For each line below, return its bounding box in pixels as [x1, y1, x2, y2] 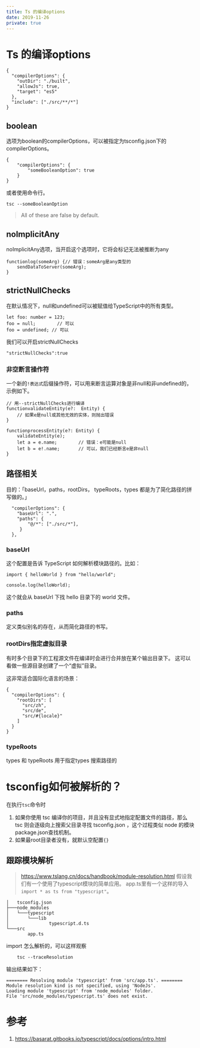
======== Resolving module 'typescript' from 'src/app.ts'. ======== [6, 977, 183, 983]
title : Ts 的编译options [6, 8, 66, 15]
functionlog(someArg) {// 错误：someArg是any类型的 [6, 258, 131, 264]
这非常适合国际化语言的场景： [6, 674, 79, 682]
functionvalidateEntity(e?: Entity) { [6, 406, 106, 412]
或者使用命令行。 [6, 189, 48, 197]
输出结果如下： [6, 965, 43, 972]
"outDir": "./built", [17, 79, 70, 85]
